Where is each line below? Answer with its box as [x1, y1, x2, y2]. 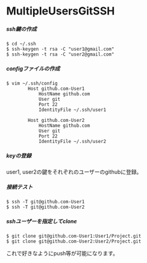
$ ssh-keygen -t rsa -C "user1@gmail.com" [6, 46, 114, 52]
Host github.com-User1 [28, 86, 85, 92]
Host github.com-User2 [28, 118, 85, 124]
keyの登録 [6, 152, 32, 159]
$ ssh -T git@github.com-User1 [6, 199, 85, 205]
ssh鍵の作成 [6, 25, 37, 33]
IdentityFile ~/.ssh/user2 [38, 139, 107, 145]
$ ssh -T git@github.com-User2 [6, 204, 85, 211]
